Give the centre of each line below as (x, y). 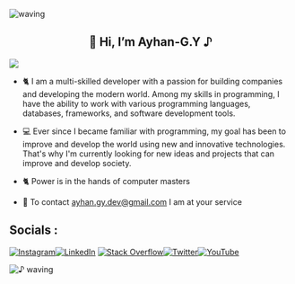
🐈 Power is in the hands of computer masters (106, 181)
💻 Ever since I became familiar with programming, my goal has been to (154, 131)
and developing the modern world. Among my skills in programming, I (151, 93)
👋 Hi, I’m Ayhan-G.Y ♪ (151, 42)
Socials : (34, 231)
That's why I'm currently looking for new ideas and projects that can (148, 154)
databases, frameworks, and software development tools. (129, 113)
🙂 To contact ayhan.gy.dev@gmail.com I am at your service (132, 201)
